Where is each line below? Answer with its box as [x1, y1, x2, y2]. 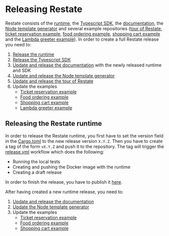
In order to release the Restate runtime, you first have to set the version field [5, 132, 164, 139]
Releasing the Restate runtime [5, 119, 102, 128]
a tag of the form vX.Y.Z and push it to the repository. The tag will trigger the [5, 143, 164, 149]
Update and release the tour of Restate [12, 78, 93, 84]
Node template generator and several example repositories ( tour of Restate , [5, 25, 162, 31]
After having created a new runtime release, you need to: [5, 189, 124, 195]
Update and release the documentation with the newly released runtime [12, 62, 162, 68]
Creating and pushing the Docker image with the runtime [12, 164, 131, 170]
